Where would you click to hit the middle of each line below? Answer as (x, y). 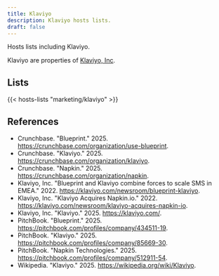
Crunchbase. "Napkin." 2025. (60, 168)
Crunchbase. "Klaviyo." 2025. (60, 153)
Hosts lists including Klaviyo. (48, 47)
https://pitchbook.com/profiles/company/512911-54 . (92, 258)
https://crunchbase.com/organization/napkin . (83, 176)
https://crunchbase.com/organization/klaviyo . (84, 161)
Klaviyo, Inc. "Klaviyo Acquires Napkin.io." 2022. (87, 198)
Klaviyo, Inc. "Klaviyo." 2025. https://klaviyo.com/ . (89, 213)
